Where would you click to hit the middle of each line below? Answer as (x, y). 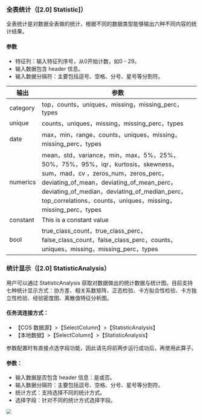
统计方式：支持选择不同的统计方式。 (60, 393)
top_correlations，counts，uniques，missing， (109, 200)
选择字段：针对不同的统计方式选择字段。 (65, 400)
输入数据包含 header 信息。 (49, 68)
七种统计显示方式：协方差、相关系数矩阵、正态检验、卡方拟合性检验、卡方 (99, 290)
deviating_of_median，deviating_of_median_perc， (114, 191)
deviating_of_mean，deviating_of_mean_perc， (109, 182)
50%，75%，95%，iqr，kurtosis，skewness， (110, 164)
